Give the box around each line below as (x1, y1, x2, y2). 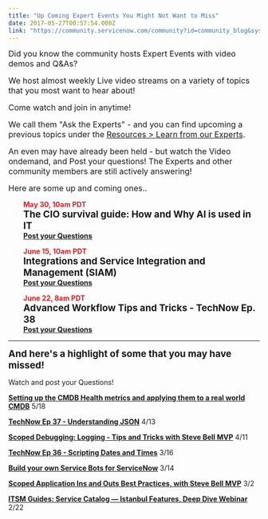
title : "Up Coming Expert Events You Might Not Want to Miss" (8, 11, 219, 20)
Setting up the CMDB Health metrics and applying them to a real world (8, 393, 246, 403)
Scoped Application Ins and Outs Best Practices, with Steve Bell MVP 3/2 (8, 479, 255, 489)
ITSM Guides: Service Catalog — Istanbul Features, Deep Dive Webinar (8, 494, 248, 504)
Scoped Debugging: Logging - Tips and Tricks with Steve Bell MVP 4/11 (8, 432, 249, 442)
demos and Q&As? (8, 58, 78, 69)
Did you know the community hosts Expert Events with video (8, 49, 237, 60)
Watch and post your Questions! (8, 378, 114, 387)
